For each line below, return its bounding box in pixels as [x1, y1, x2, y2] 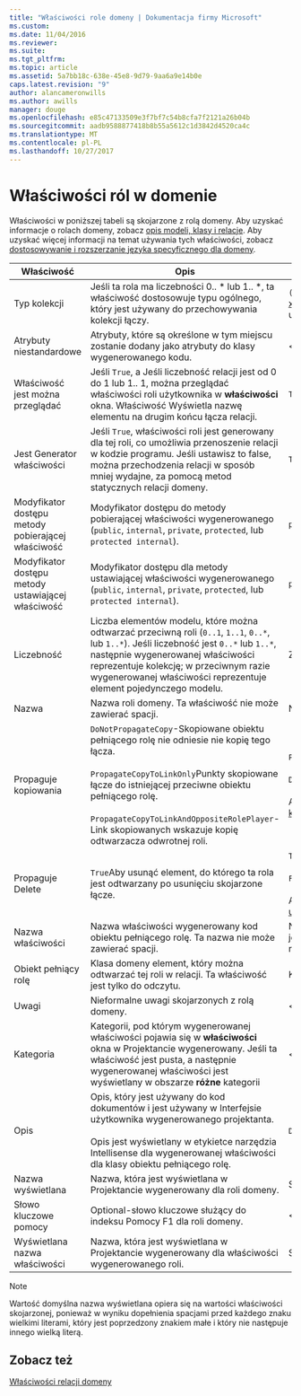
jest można [13, 388, 60, 400]
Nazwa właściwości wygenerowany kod [90, 919, 258, 932]
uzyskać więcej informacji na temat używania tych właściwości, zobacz [9, 234, 273, 245]
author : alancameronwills [9, 88, 106, 97]
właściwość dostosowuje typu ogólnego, [90, 291, 262, 303]
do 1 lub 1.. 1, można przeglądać [90, 376, 229, 389]
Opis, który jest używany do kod [90, 1090, 226, 1102]
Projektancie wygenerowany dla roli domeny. [90, 1183, 279, 1196]
